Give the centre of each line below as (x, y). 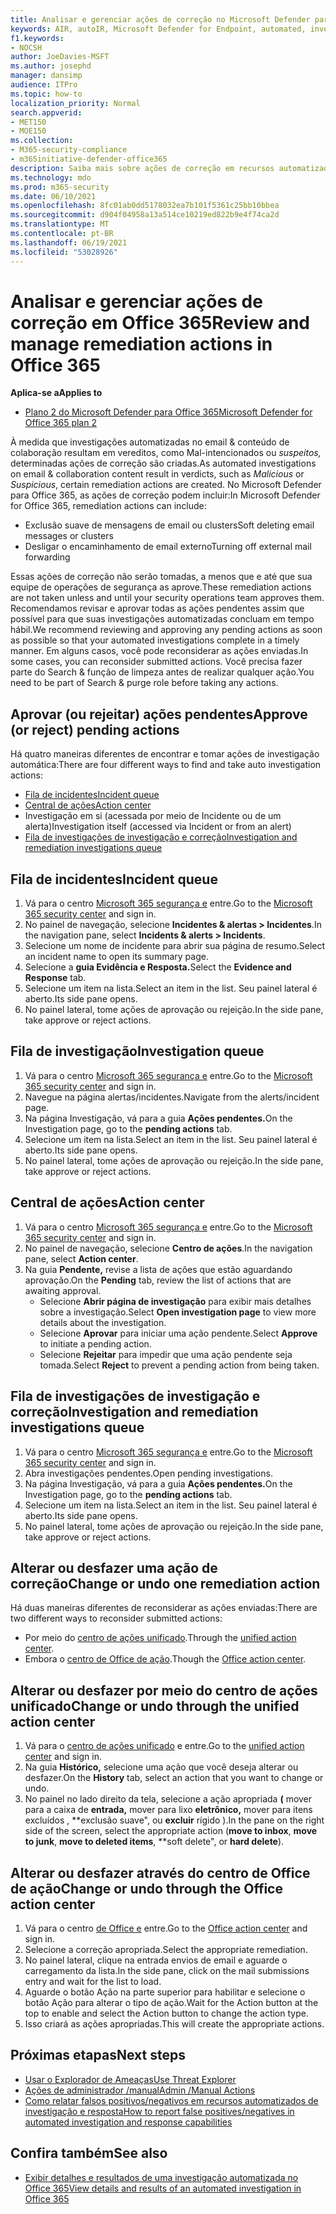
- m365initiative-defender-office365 (89, 159)
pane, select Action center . (81, 1258)
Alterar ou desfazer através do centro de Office (160, 1872)
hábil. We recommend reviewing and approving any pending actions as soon (166, 630)
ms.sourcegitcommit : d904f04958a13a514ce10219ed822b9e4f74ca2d (145, 215)
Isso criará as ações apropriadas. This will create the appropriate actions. (174, 2023)
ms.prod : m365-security (60, 187)
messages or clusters (69, 536)
